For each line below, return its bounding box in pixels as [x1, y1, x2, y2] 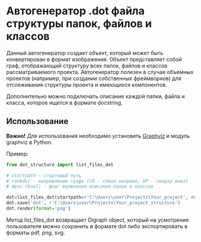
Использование [6, 117, 69, 127]
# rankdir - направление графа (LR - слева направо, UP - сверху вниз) [6, 178, 188, 184]
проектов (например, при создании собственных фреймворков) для [6, 75, 181, 82]
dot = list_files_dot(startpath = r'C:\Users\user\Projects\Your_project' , [6, 194, 188, 201]
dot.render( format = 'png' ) [6, 206, 71, 212]
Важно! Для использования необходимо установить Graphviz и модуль [6, 132, 190, 139]
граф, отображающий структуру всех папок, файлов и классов [6, 62, 167, 69]
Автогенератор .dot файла [6, 4, 145, 18]
